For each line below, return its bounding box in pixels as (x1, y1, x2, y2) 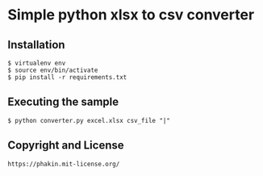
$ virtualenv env (7, 59, 66, 67)
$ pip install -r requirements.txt (7, 73, 127, 82)
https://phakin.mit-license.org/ (7, 160, 120, 168)
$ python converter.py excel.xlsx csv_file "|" (7, 116, 171, 124)
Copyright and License (7, 139, 124, 153)
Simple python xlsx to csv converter (7, 6, 255, 24)
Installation (7, 38, 65, 52)
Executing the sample (7, 95, 119, 109)
